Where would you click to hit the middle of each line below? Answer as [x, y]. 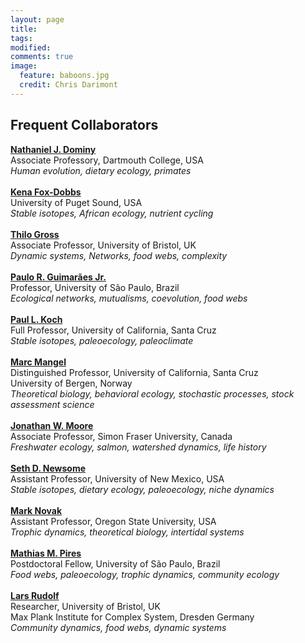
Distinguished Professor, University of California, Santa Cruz [134, 372]
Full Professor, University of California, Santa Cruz [113, 330]
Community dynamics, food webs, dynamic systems [118, 627]
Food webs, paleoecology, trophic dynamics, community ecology [145, 574]
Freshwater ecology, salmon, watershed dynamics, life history [138, 447]
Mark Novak [36, 510]
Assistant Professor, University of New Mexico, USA [117, 478]
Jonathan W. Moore [52, 425]
